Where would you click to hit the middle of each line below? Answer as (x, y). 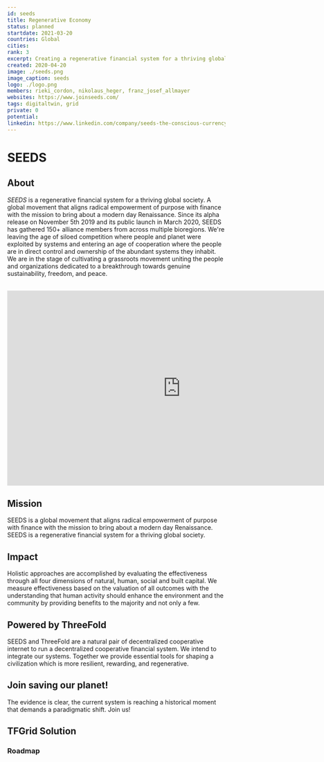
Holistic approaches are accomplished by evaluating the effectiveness (107, 573)
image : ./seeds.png (35, 71)
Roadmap (24, 751)
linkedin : (21, 123)
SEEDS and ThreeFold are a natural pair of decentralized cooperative (106, 641)
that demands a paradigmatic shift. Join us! (69, 709)
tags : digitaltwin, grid (43, 104)
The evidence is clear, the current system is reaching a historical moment (112, 702)
